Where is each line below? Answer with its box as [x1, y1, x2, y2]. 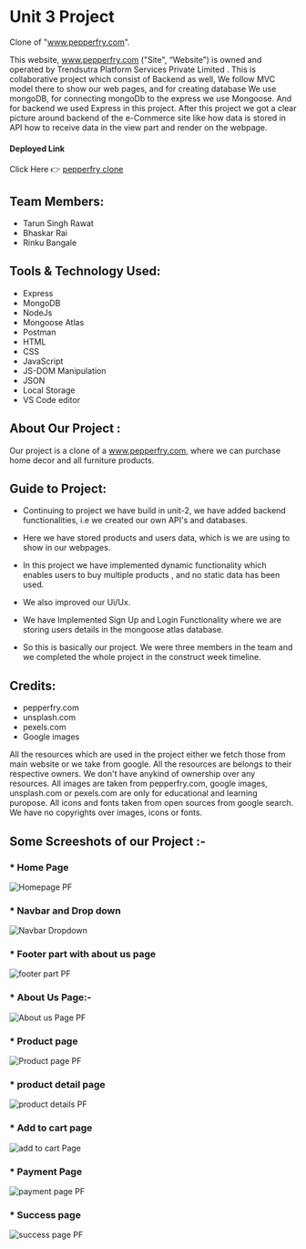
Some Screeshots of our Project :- [9, 833, 207, 849]
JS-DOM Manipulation [22, 365, 107, 376]
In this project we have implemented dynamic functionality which [22, 560, 267, 571]
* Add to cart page [9, 1121, 93, 1134]
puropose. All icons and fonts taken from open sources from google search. [9, 798, 294, 809]
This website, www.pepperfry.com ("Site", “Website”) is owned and [9, 54, 262, 65]
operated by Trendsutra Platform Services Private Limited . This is [9, 64, 257, 75]
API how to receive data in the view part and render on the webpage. [9, 121, 268, 133]
